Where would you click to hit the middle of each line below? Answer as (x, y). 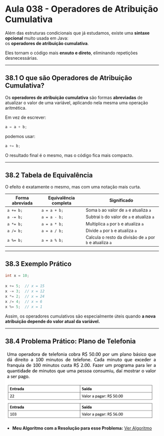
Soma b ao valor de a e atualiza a (118, 210)
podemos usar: (20, 136)
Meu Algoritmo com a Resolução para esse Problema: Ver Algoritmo (82, 428)
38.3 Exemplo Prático (38, 264)
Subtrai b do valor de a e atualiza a (120, 217)
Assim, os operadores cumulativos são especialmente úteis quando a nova (81, 316)
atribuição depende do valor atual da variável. (52, 321)
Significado (121, 200)
